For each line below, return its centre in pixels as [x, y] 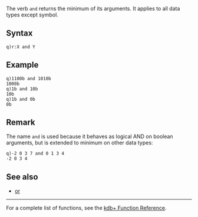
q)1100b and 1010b [29, 78]
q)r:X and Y [21, 47]
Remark [21, 122]
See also [22, 177]
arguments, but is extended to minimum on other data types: [80, 143]
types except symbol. [32, 15]
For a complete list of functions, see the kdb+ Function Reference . [86, 208]
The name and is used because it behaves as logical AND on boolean [90, 137]
